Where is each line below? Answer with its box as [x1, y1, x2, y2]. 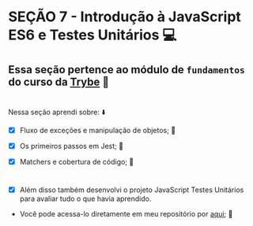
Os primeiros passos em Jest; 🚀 [19, 141, 124, 150]
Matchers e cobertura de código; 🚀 [19, 157, 134, 166]
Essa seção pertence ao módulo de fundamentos [8, 63, 245, 76]
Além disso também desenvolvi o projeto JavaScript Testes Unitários [19, 185, 244, 195]
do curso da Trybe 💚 [8, 75, 110, 88]
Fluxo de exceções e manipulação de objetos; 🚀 [19, 125, 176, 135]
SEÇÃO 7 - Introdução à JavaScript [8, 8, 241, 26]
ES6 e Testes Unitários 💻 [8, 26, 177, 44]
